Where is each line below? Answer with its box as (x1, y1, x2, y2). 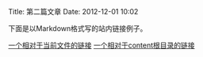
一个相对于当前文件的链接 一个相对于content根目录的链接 (8, 40, 196, 50)
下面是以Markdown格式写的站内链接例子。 (8, 24, 147, 33)
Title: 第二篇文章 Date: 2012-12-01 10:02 (8, 7, 139, 16)
